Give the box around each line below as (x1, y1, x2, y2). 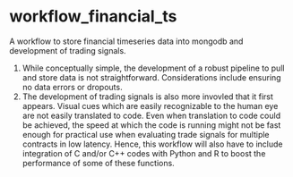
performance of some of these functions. (22, 157, 175, 168)
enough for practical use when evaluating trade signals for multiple (22, 129, 271, 139)
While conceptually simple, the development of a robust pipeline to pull (22, 63, 285, 73)
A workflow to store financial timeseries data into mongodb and (9, 36, 244, 46)
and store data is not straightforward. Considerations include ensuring (22, 72, 281, 82)
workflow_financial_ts (9, 6, 177, 27)
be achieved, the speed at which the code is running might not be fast (22, 119, 281, 131)
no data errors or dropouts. (22, 81, 123, 92)
